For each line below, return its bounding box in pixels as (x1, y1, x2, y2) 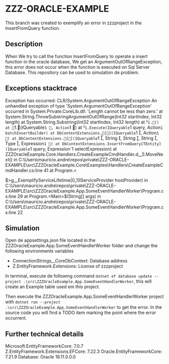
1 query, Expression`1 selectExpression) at (30, 146, 117, 152)
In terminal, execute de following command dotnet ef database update (5, 273, 152, 279)
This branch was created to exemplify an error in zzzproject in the (5, 20, 142, 26)
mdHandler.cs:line (5, 167, 43, 173)
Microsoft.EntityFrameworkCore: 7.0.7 (5, 343, 83, 349)
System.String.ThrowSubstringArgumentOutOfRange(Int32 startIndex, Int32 (5, 113, 162, 119)
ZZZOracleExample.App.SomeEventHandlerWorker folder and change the (5, 243, 158, 249)
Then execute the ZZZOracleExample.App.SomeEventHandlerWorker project (5, 294, 164, 300)
